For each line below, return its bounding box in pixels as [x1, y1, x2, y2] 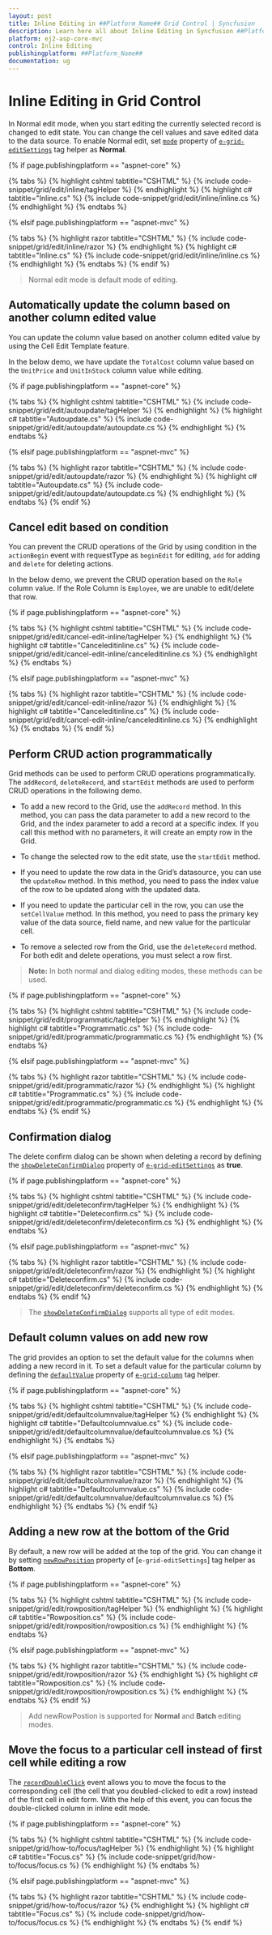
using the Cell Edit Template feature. [8, 341, 130, 351]
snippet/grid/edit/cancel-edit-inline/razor [8, 698, 146, 707]
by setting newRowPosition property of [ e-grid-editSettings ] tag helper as [8, 1555, 256, 1565]
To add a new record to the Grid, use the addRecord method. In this [19, 801, 241, 811]
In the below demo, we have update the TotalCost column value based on [8, 357, 255, 366]
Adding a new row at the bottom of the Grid [8, 1525, 230, 1539]
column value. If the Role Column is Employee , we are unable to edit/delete [8, 583, 255, 593]
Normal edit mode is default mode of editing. [28, 275, 178, 284]
